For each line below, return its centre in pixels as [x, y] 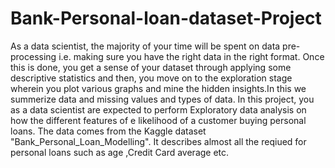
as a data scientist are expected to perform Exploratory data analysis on [158, 109]
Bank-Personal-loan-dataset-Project [166, 18]
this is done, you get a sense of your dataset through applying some [151, 67]
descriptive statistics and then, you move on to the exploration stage [151, 78]
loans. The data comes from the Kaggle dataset [108, 131]
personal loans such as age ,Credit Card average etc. [120, 152]
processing [33, 56]
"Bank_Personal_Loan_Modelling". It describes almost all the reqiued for [158, 141]
